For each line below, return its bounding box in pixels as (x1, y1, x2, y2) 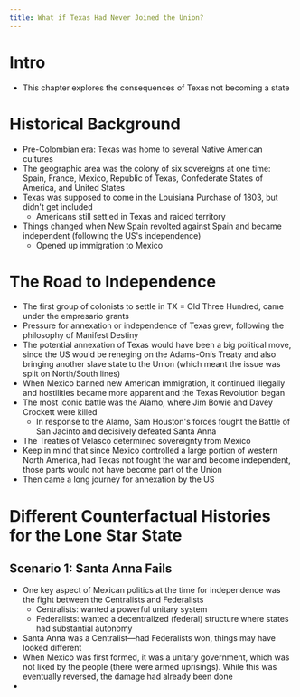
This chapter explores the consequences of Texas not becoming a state (22, 82, 290, 93)
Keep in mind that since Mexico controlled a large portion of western (22, 445, 278, 457)
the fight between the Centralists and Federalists (22, 594, 204, 606)
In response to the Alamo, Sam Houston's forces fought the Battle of (35, 417, 291, 428)
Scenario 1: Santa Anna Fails (9, 561, 173, 577)
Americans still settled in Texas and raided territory (35, 211, 226, 221)
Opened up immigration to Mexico (35, 240, 164, 250)
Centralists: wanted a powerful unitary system (35, 604, 208, 615)
